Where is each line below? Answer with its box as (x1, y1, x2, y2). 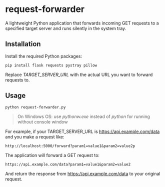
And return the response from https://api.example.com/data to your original (5, 170, 160, 176)
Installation (5, 40, 41, 48)
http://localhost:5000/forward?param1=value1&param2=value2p (5, 143, 135, 148)
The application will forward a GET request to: (5, 152, 100, 158)
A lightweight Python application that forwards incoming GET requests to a (5, 20, 159, 26)
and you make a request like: (5, 133, 64, 139)
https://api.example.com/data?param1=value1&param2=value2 (5, 161, 131, 167)
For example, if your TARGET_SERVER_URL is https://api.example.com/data (5, 128, 160, 134)
